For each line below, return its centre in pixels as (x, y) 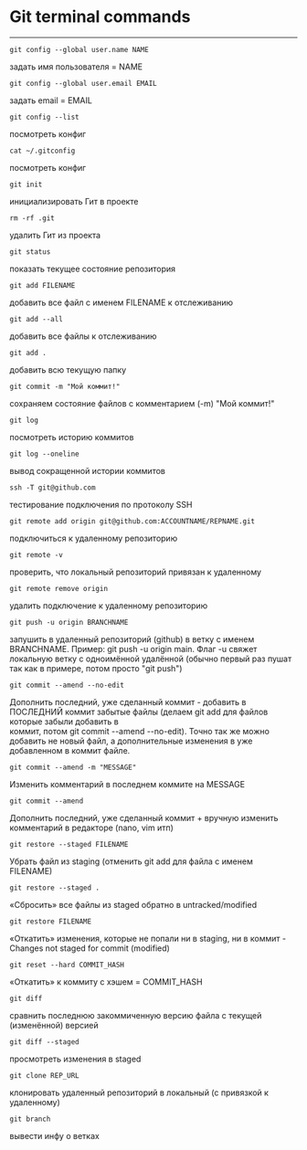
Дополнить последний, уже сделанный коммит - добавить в (128, 702)
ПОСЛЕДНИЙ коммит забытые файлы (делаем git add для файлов (139, 712)
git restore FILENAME (51, 921)
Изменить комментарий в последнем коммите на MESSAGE (127, 784)
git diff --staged (44, 1042)
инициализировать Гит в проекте (74, 201)
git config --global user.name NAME (79, 49)
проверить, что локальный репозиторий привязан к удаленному (136, 572)
